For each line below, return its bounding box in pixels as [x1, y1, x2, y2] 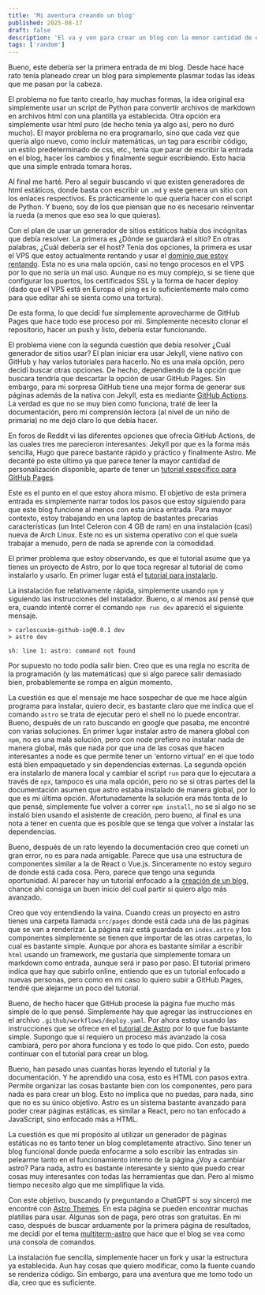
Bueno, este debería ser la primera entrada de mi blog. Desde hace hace [8, 62, 244, 72]
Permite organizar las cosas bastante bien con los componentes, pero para [8, 1081, 252, 1091]
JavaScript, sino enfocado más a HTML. [8, 1114, 139, 1125]
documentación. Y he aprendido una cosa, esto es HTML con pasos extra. [8, 1072, 250, 1082]
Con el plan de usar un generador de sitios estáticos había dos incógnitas [8, 226, 248, 235]
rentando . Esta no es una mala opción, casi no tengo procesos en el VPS [8, 260, 244, 269]
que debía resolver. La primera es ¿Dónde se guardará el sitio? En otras [8, 234, 241, 244]
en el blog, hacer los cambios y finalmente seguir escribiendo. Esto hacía [8, 153, 246, 163]
